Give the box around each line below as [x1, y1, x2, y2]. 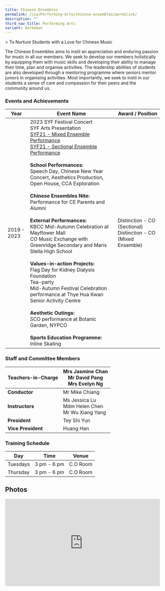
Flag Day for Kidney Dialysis [30, 267, 95, 274]
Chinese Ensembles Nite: [30, 193, 90, 200]
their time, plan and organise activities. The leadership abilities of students [5, 65, 156, 70]
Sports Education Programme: [30, 334, 102, 341]
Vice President [7, 425, 43, 432]
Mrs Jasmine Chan [63, 368, 108, 375]
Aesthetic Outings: [30, 310, 75, 316]
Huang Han [63, 425, 89, 432]
